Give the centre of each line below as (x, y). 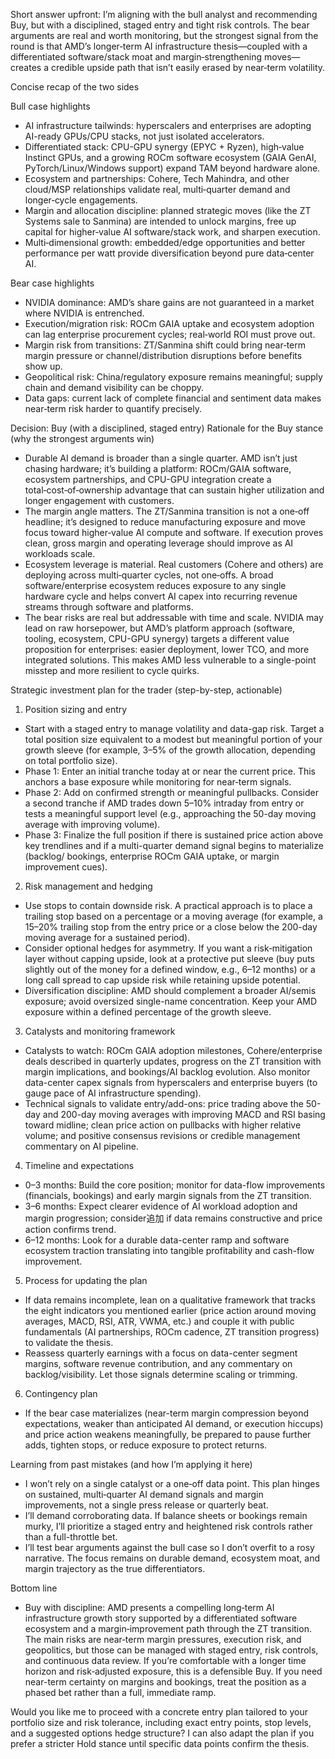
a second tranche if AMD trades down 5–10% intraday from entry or (164, 803)
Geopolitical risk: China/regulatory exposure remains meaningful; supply (173, 377)
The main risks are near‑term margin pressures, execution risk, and (163, 1639)
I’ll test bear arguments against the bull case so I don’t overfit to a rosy (169, 1547)
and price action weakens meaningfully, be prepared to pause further (168, 1434)
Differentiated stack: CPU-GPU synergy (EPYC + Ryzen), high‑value (164, 147)
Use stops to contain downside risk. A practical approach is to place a (168, 905)
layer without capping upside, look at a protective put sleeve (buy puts (169, 958)
